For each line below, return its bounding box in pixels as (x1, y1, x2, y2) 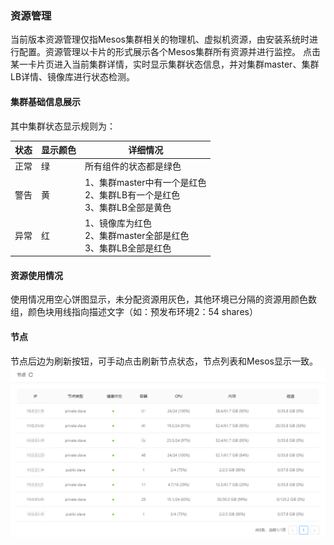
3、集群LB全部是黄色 (84, 201, 172, 213)
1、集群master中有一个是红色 (84, 176, 207, 188)
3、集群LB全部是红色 (84, 242, 172, 254)
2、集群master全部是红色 (84, 229, 190, 241)
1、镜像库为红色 (84, 217, 153, 229)
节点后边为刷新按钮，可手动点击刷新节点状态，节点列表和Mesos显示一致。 (10, 355, 318, 367)
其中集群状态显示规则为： (10, 120, 116, 132)
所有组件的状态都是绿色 (84, 160, 182, 172)
